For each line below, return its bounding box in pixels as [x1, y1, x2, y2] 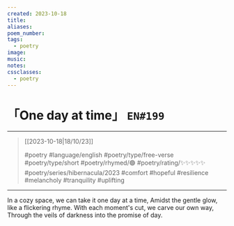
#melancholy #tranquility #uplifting [24, 176, 125, 185]
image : [7, 50, 26, 56]
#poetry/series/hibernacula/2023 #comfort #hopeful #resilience [24, 169, 209, 177]
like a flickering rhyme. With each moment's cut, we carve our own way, [7, 204, 214, 212]
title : [7, 17, 26, 24]
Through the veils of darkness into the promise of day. [7, 211, 163, 220]
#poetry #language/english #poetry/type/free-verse [24, 151, 174, 159]
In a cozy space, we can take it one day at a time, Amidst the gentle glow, [7, 196, 218, 204]
